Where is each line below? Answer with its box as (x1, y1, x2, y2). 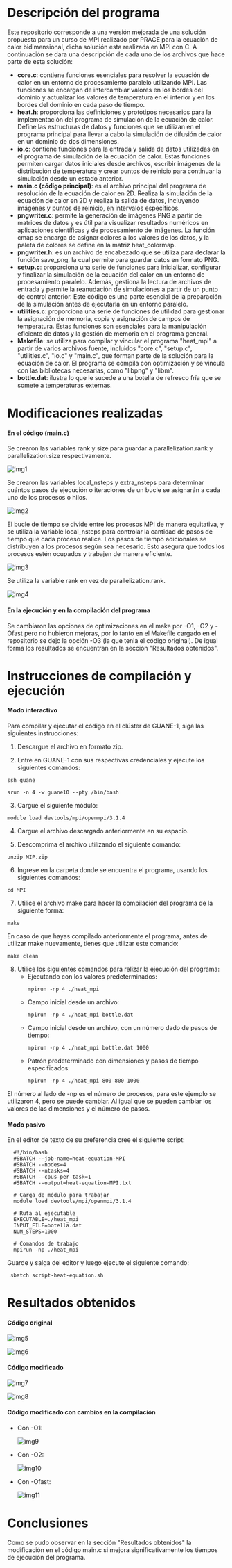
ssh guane (7, 776, 36, 783)
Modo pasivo (7, 1120, 46, 1129)
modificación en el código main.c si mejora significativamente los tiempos (7, 1545, 218, 1554)
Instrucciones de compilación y (7, 668, 192, 684)
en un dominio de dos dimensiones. (17, 137, 119, 145)
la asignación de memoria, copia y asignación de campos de (17, 314, 190, 322)
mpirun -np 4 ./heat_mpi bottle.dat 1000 (27, 1044, 149, 1051)
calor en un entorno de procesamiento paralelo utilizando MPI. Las (17, 78, 208, 86)
